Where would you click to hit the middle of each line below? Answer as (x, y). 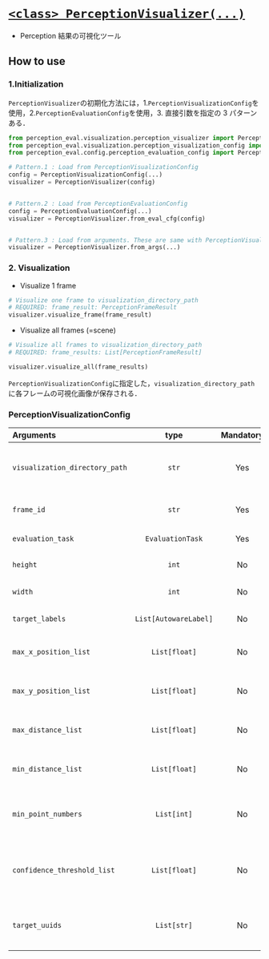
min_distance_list (47, 769)
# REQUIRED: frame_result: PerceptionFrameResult (93, 308)
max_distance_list (47, 730)
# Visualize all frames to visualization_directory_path (105, 345)
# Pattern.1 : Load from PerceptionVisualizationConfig (103, 167)
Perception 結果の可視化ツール (70, 35)
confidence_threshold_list (64, 870)
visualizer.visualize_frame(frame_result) (80, 315)
